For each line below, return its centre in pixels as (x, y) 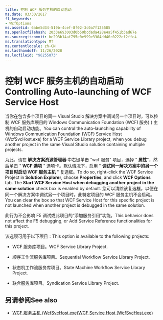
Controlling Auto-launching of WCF (78, 92)
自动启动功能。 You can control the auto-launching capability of (77, 128)
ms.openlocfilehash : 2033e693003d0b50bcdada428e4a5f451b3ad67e (71, 32)
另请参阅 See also (31, 300)
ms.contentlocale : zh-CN (30, 46)
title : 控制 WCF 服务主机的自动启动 (38, 10)
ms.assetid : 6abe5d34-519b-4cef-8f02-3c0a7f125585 (58, 28)
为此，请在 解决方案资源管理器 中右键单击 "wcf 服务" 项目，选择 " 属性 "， (79, 160)
